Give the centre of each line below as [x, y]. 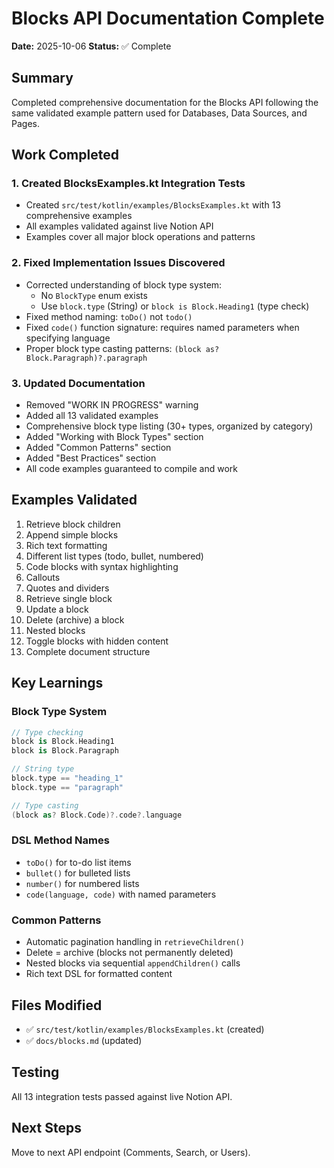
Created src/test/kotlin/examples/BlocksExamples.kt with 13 [153, 205]
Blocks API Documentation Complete [168, 18]
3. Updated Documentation [78, 383]
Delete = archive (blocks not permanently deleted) [129, 953]
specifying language [68, 338]
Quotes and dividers [67, 588]
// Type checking [47, 732]
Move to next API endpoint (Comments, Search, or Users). [131, 1152]
